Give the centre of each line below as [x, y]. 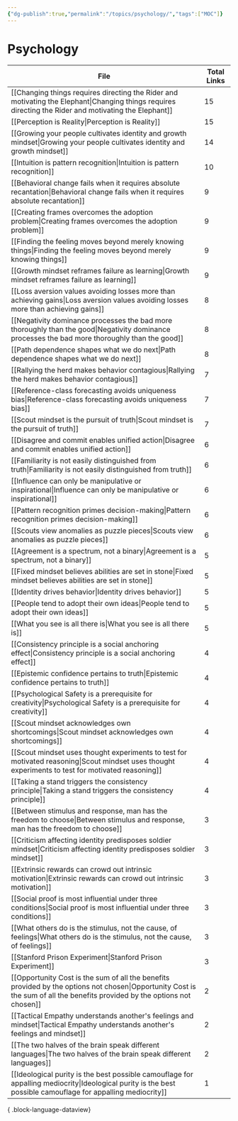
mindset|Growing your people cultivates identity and [98, 142]
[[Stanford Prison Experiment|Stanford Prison [87, 957]
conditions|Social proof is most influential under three [100, 907]
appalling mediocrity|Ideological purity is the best [93, 1083]
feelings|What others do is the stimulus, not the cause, [101, 937]
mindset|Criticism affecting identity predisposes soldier [103, 849]
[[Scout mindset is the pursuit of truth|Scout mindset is [102, 419]
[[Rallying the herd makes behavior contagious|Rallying [103, 370]
